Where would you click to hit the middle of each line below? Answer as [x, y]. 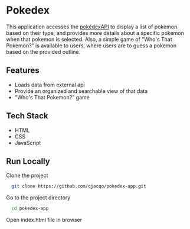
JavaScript [28, 143]
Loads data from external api [50, 85]
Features [23, 71]
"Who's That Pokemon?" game [52, 97]
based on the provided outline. [43, 51]
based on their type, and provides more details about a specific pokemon [95, 33]
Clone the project [27, 176]
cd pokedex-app [30, 209]
